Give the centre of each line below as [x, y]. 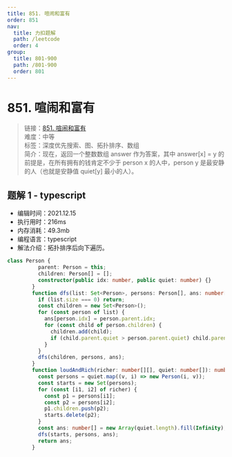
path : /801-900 [35, 65]
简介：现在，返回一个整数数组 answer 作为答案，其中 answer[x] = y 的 [124, 154]
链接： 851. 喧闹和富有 [55, 128]
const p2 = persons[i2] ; [80, 402]
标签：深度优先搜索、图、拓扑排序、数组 [81, 145]
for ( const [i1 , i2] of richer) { [87, 389]
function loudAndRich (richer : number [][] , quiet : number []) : [122, 371]
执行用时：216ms [42, 222]
